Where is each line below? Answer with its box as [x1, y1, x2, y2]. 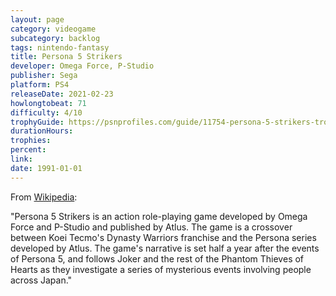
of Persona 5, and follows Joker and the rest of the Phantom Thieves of [10, 252, 305, 265]
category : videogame [10, 24, 97, 34]
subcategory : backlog [10, 33, 101, 43]
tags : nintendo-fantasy [10, 42, 110, 53]
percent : [10, 145, 47, 155]
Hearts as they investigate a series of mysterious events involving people [10, 263, 312, 275]
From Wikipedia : [10, 191, 78, 203]
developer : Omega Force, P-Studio [10, 61, 155, 71]
